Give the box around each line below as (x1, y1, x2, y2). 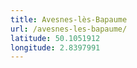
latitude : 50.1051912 (10, 33, 101, 43)
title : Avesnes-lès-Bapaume (10, 14, 128, 25)
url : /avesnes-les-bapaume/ (10, 24, 128, 34)
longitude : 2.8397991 (10, 42, 101, 53)
